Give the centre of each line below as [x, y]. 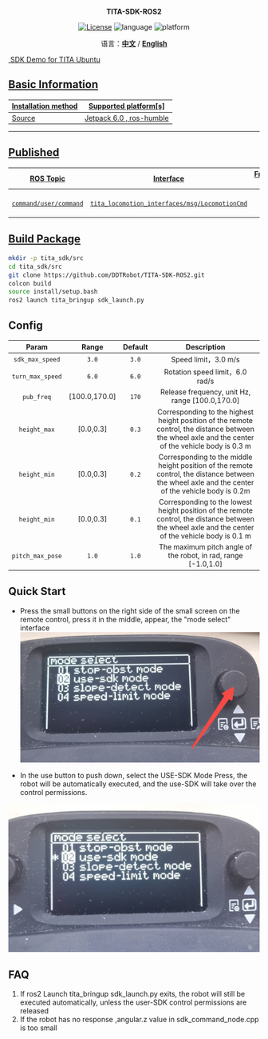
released [34, 1010]
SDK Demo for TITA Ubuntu [55, 60]
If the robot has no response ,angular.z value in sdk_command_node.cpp [139, 1019]
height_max [37, 430]
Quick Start [37, 591]
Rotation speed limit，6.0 [205, 372]
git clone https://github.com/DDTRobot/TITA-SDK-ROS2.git [106, 275]
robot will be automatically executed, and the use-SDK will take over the [138, 784]
